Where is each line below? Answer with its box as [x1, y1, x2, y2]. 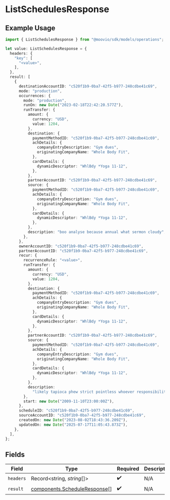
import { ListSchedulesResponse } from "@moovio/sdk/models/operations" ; [5, 37, 164, 42]
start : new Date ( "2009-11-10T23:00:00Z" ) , [23, 398, 114, 404]
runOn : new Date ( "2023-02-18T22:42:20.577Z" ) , [23, 103, 123, 108]
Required [117, 465, 140, 472]
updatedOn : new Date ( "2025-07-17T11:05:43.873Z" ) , [18, 422, 128, 427]
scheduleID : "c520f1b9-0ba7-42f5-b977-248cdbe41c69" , [18, 408, 135, 413]
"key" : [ [14, 56, 33, 61]
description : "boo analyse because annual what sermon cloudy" [27, 230, 164, 235]
